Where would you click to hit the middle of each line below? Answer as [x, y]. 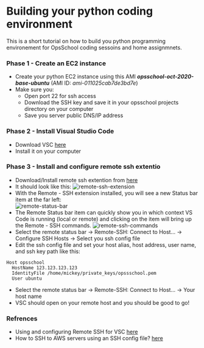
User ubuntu [27, 279]
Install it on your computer [48, 151]
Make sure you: [34, 90]
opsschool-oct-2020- [165, 77]
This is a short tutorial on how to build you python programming [86, 41]
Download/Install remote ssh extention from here [76, 180]
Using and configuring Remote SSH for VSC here [76, 332]
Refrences [22, 318]
